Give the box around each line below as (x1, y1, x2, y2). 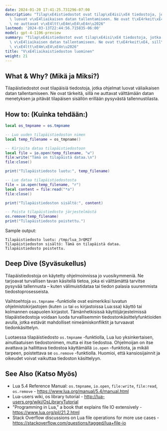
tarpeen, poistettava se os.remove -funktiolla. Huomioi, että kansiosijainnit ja (5, 350, 161, 356)
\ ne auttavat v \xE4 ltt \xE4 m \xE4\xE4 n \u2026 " (9, 21, 106, 26)
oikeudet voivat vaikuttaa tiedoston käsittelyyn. (5, 355, 101, 361)
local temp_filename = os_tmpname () (5, 137, 81, 142)
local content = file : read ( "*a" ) (5, 187, 75, 192)
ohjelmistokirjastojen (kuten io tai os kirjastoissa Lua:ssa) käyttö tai (5, 303, 143, 309)
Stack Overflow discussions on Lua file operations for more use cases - (12, 415, 159, 421)
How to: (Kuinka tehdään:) (5, 110, 88, 118)
